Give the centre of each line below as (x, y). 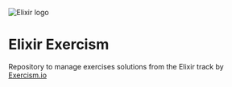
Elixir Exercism (59, 45)
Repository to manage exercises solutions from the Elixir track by (116, 66)
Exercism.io (27, 75)
